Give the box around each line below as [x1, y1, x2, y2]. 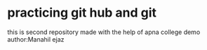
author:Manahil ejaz [7, 35, 65, 43]
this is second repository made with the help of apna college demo [7, 28, 201, 36]
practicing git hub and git [7, 5, 156, 21]
